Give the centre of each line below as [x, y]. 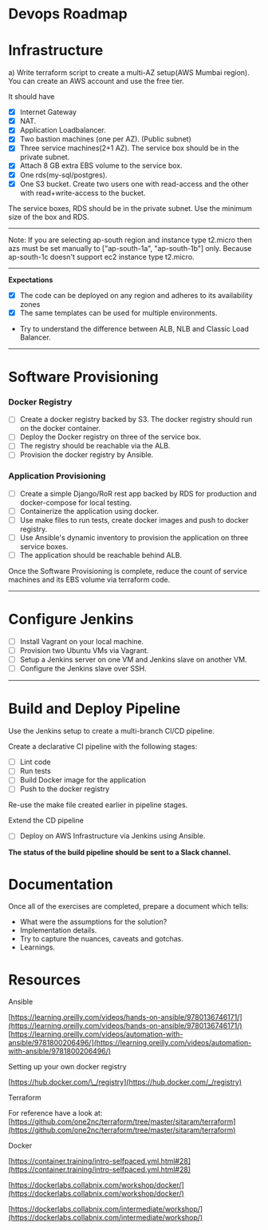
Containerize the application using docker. [89, 511]
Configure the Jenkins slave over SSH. [83, 669]
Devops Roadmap [68, 14]
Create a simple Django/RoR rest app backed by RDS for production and [138, 493]
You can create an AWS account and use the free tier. [97, 82]
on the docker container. [60, 428]
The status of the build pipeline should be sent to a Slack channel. [120, 852]
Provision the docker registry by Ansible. [87, 455]
